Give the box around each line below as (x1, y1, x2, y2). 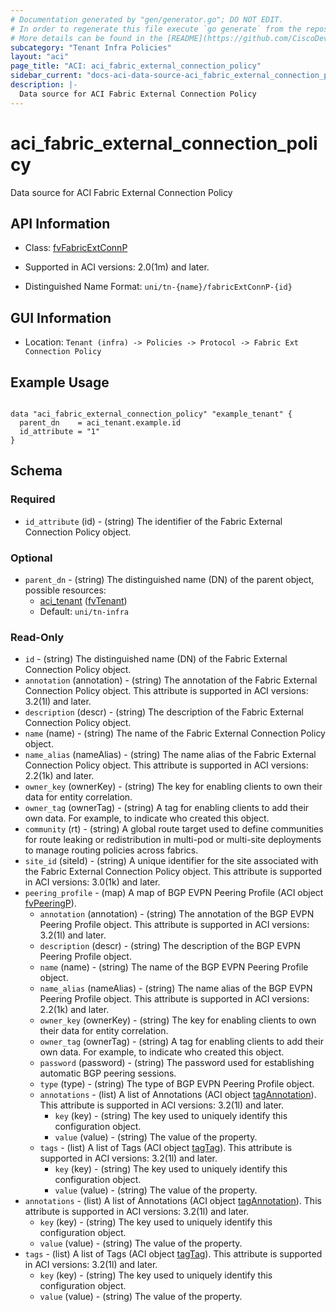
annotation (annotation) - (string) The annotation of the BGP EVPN (39, 908, 315, 920)
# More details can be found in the (10, 33, 163, 43)
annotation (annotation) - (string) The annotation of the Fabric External (24, 674, 318, 686)
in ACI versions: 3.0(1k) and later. (24, 876, 161, 888)
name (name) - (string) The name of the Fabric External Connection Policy (24, 727, 326, 740)
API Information (10, 215, 111, 232)
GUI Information (10, 309, 112, 326)
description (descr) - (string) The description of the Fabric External (24, 706, 305, 718)
